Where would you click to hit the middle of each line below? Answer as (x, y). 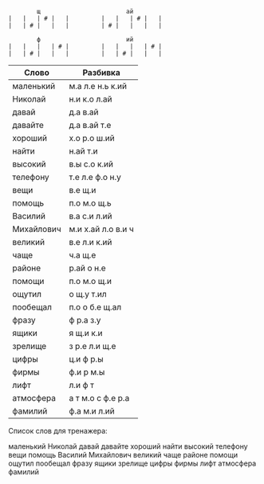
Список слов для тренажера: (58, 431)
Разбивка (102, 72)
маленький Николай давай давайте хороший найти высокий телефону (128, 446)
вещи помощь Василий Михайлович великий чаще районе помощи (123, 455)
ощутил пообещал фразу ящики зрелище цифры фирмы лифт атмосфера (132, 463)
